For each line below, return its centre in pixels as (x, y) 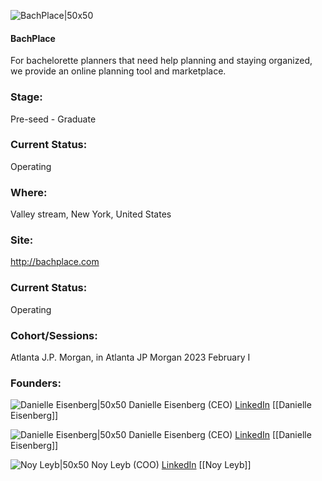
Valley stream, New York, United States (91, 214)
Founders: (36, 383)
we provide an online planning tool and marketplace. (118, 71)
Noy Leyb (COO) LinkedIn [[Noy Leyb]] (171, 465)
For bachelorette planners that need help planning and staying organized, (161, 61)
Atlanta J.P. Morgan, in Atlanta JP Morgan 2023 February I (130, 357)
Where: (29, 192)
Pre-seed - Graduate (53, 119)
